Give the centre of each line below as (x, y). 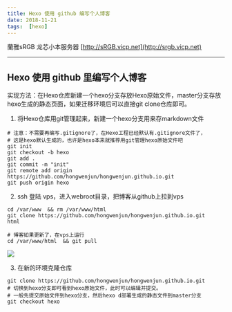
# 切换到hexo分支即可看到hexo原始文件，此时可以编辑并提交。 (84, 288)
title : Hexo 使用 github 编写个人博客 (59, 13)
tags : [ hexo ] (28, 26)
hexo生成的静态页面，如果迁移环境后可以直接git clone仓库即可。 (99, 104)
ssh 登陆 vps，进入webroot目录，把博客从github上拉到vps (100, 196)
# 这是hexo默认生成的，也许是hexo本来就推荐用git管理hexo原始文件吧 (95, 140)
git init (20, 147)
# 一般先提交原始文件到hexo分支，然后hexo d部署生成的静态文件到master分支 (104, 296)
